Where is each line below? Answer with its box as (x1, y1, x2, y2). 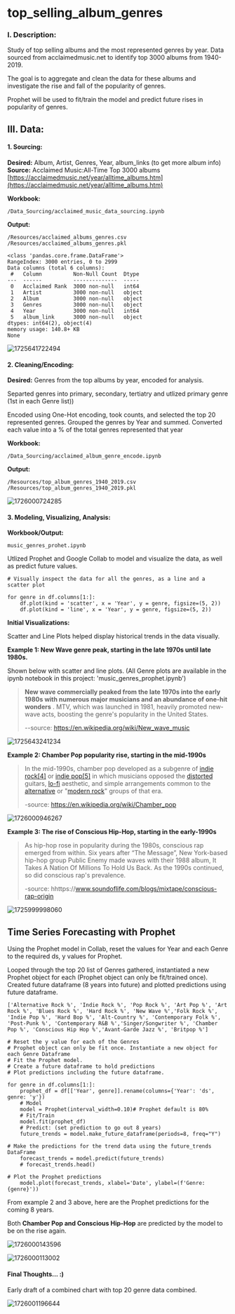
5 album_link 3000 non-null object (10, 314, 142, 321)
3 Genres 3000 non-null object (10, 302, 142, 309)
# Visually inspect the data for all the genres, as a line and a (7, 575, 206, 583)
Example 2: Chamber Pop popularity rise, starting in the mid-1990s (7, 751, 207, 759)
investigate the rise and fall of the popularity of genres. (7, 82, 166, 90)
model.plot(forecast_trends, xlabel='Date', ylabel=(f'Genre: (20, 1180, 206, 1187)
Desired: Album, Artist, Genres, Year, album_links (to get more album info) (7, 159, 222, 167)
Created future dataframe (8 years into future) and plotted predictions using (7, 981, 227, 989)
